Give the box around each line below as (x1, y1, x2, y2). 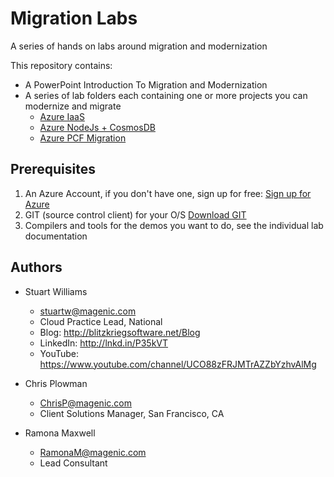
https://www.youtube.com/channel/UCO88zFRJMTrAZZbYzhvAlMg (39, 358, 317, 370)
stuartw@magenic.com (39, 305, 137, 317)
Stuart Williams (24, 285, 88, 297)
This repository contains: (10, 59, 113, 71)
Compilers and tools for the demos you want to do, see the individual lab (24, 219, 324, 231)
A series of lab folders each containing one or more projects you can (24, 89, 308, 101)
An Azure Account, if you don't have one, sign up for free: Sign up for (24, 187, 312, 199)
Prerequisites (10, 161, 96, 178)
